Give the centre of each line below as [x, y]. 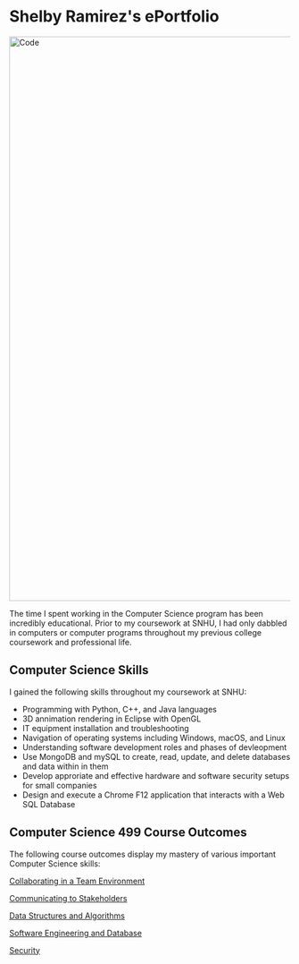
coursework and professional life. [71, 642]
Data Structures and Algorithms [67, 916]
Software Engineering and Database [76, 933]
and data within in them [65, 766]
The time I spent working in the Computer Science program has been [136, 613]
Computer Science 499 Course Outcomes [128, 833]
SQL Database [49, 804]
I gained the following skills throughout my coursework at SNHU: [128, 692]
